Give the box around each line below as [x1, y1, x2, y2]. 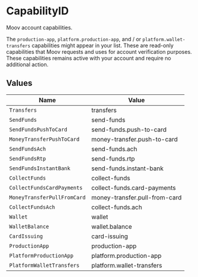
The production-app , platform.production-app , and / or [6, 35, 141, 42]
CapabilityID [6, 4, 69, 18]
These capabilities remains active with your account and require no [6, 54, 171, 61]
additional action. [6, 61, 49, 68]
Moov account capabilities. [6, 24, 73, 31]
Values [6, 78, 33, 88]
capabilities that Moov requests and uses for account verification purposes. [6, 48, 192, 55]
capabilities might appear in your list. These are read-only [32, 42, 174, 49]
